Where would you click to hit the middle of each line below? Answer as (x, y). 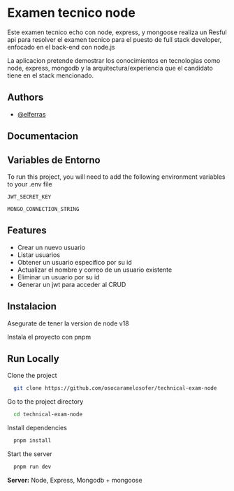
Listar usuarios (39, 255)
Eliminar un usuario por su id (58, 277)
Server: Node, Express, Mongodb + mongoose (75, 480)
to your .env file (30, 184)
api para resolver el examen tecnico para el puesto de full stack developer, (115, 39)
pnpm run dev (32, 467)
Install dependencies (37, 428)
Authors (25, 97)
